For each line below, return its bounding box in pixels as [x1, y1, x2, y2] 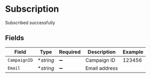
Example [122, 48, 144, 55]
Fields [5, 34, 25, 42]
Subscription [5, 3, 59, 15]
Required [59, 48, 81, 55]
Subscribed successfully [5, 20, 56, 26]
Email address [85, 65, 118, 72]
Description [88, 48, 116, 55]
